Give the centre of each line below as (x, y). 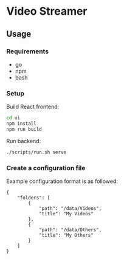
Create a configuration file (46, 168)
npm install (21, 124)
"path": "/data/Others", (70, 230)
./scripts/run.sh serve (36, 152)
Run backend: (24, 141)
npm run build (24, 129)
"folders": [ (34, 198)
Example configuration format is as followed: (62, 181)
